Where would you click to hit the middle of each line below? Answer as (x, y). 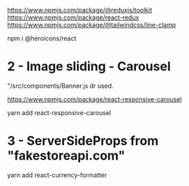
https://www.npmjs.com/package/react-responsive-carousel (94, 99)
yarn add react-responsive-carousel (59, 113)
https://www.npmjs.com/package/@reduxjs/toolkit (80, 10)
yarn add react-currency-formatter (57, 175)
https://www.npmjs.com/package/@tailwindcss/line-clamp (92, 25)
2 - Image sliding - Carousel (89, 67)
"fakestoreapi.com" (66, 156)
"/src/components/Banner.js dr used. (60, 86)
